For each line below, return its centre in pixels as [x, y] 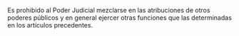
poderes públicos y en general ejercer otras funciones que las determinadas [119, 18]
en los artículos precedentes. [50, 25]
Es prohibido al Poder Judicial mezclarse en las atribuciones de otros [109, 10]
